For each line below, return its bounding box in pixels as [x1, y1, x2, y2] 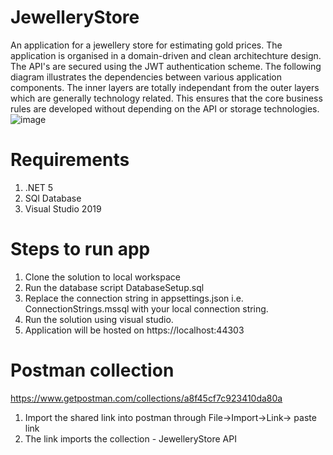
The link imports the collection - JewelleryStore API [24, 432, 237, 445]
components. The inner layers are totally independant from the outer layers [10, 81, 320, 93]
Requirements [10, 149, 130, 171]
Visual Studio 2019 [24, 202, 102, 215]
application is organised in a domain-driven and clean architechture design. [10, 49, 322, 61]
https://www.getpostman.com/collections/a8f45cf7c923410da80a [10, 392, 283, 404]
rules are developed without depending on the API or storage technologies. [10, 102, 320, 115]
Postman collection [10, 359, 175, 381]
